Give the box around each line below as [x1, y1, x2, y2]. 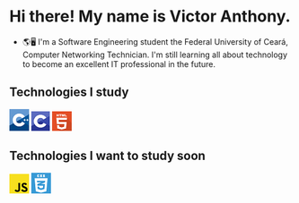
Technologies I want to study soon [9, 148, 207, 164]
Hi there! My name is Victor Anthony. [9, 6, 291, 27]
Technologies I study [9, 85, 129, 100]
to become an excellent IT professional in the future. [22, 58, 216, 69]
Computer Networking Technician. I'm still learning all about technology [22, 49, 288, 60]
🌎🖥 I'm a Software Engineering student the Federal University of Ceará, [22, 36, 289, 47]
